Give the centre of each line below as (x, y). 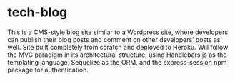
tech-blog (37, 12)
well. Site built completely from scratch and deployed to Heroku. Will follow (118, 47)
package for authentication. (48, 70)
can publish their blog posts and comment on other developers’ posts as (114, 39)
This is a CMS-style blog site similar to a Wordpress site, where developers (118, 32)
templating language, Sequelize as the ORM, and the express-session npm (117, 62)
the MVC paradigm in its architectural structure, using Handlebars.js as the (117, 55)
